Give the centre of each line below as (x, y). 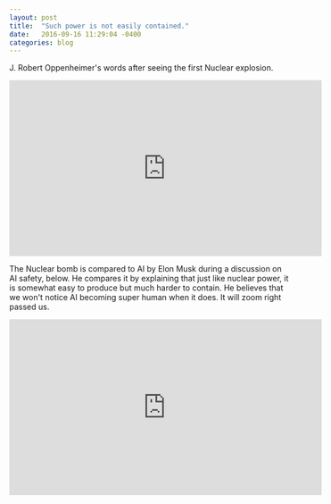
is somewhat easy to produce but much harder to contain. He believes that (146, 288)
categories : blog (41, 42)
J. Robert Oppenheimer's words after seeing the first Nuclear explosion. (141, 68)
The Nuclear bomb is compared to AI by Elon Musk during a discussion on (146, 269)
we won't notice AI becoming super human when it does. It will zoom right (145, 298)
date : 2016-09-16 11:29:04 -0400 (75, 34)
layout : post (33, 17)
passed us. (29, 307)
